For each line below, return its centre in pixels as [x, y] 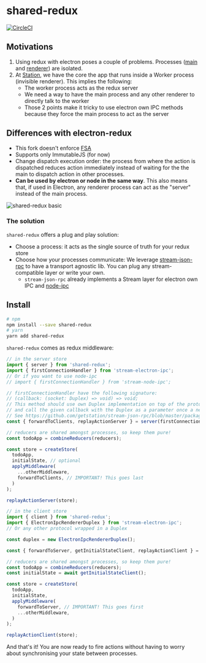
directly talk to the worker [57, 101]
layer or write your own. [75, 272]
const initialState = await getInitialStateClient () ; [77, 573]
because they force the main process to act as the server [97, 113]
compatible [29, 272]
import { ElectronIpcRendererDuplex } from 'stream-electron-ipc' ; [94, 523]
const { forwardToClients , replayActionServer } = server [82, 421]
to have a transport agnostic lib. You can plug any [88, 266]
